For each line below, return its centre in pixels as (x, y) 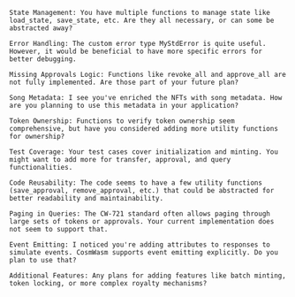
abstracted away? (41, 28)
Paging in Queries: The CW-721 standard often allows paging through (140, 214)
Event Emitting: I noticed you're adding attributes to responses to (140, 245)
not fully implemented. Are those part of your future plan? (124, 82)
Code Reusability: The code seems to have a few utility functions (136, 183)
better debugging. (43, 59)
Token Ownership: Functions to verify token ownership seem (122, 121)
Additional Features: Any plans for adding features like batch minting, (148, 276)
